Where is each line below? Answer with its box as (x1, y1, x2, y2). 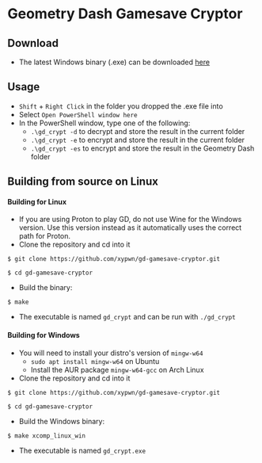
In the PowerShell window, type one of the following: (18, 118, 191, 128)
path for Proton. (18, 231, 71, 241)
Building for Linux (7, 197, 67, 206)
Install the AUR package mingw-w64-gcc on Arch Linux (30, 365, 204, 374)
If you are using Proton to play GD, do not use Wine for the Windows (18, 215, 242, 224)
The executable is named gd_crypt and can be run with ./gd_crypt (18, 312, 236, 322)
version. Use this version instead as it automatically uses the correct (18, 223, 242, 232)
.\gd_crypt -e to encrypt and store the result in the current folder (30, 135, 245, 144)
